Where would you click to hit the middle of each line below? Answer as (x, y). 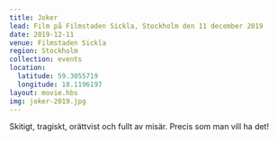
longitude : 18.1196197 (60, 84)
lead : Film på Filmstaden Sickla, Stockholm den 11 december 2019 (136, 26)
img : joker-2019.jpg (48, 101)
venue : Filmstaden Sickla (58, 43)
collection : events (46, 59)
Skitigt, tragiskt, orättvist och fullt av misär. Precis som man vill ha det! (139, 127)
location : (28, 68)
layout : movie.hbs (44, 93)
